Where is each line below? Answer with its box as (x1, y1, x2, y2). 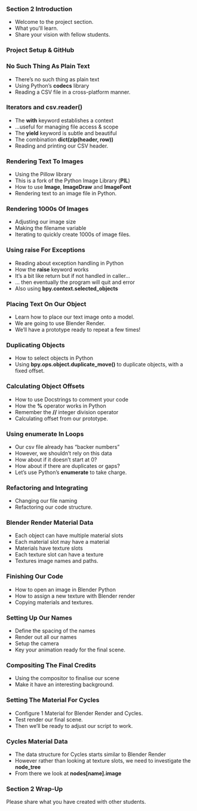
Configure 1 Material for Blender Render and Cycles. (14, 709, 143, 717)
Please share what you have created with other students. (6, 798, 146, 806)
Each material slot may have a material (14, 538, 110, 546)
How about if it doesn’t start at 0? (14, 456, 97, 463)
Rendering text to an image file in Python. (14, 190, 117, 197)
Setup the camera (14, 640, 59, 647)
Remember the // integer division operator (14, 408, 119, 415)
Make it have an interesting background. (14, 681, 115, 688)
